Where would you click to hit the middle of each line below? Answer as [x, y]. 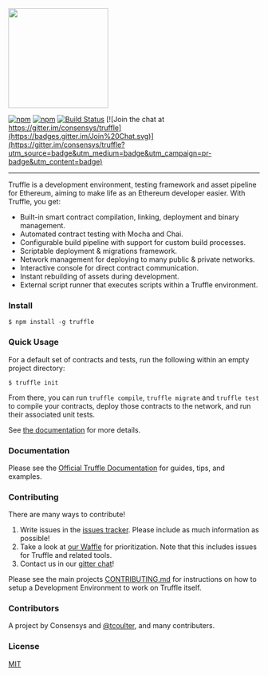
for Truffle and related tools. [66, 555]
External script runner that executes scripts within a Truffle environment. [139, 285]
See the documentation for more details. [75, 429]
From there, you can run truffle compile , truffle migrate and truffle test [134, 397]
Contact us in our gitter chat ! [67, 564]
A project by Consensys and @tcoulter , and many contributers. [112, 626]
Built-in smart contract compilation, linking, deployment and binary [129, 217]
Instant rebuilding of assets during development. [99, 276]
